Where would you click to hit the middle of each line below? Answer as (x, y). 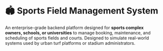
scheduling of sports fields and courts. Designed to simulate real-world (77, 38)
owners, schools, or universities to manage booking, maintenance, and (78, 33)
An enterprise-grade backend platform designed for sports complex (74, 27)
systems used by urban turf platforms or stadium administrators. (70, 43)
